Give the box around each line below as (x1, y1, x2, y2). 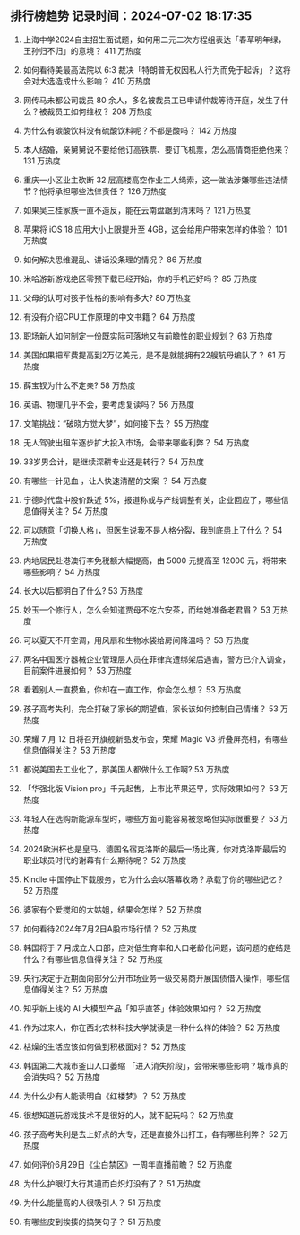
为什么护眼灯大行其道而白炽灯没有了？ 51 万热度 (22, 1178, 201, 1188)
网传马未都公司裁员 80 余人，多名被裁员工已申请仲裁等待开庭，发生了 (22, 94, 281, 105)
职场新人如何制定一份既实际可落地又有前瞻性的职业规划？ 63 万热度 (22, 331, 273, 341)
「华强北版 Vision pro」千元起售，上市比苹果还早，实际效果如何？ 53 (22, 782, 279, 793)
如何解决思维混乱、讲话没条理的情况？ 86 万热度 (22, 254, 203, 265)
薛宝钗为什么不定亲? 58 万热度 (22, 380, 136, 391)
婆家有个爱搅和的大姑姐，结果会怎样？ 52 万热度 (22, 904, 202, 914)
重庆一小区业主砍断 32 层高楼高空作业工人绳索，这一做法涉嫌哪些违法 (22, 174, 281, 185)
